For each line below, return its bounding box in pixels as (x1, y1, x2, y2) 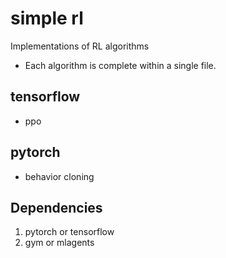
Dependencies (10, 199, 103, 216)
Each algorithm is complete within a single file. (24, 59, 217, 71)
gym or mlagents (24, 237, 95, 249)
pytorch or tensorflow (24, 226, 115, 238)
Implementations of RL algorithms (10, 40, 150, 52)
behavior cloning (24, 170, 95, 182)
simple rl (10, 7, 84, 30)
